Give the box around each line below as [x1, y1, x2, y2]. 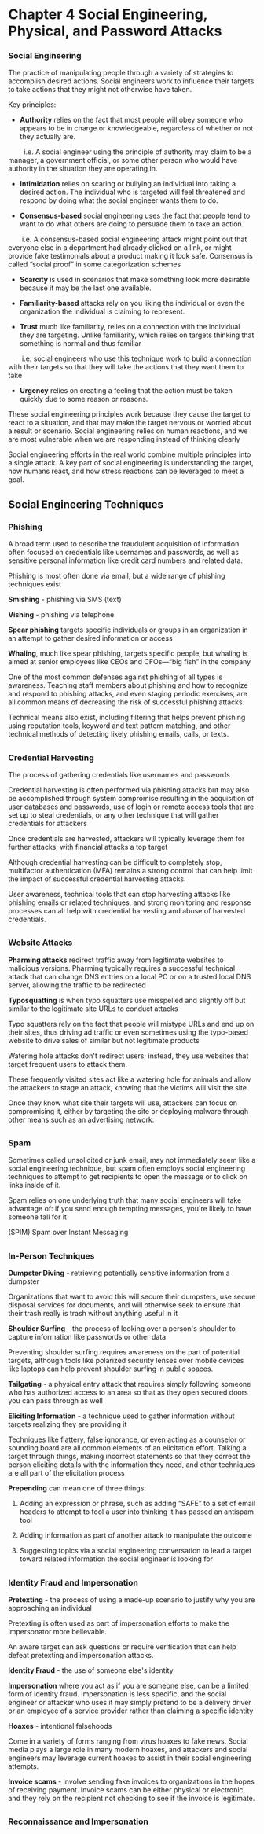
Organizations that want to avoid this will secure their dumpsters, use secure [8, 1292, 256, 1302]
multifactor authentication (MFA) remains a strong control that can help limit [8, 866, 253, 875]
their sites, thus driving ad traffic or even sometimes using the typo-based [8, 1027, 249, 1037]
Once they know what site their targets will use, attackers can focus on [8, 1098, 238, 1108]
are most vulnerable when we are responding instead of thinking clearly [8, 435, 241, 444]
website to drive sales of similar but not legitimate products [8, 1035, 200, 1045]
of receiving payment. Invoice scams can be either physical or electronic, [8, 1785, 246, 1794]
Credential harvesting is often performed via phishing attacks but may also [8, 785, 250, 795]
